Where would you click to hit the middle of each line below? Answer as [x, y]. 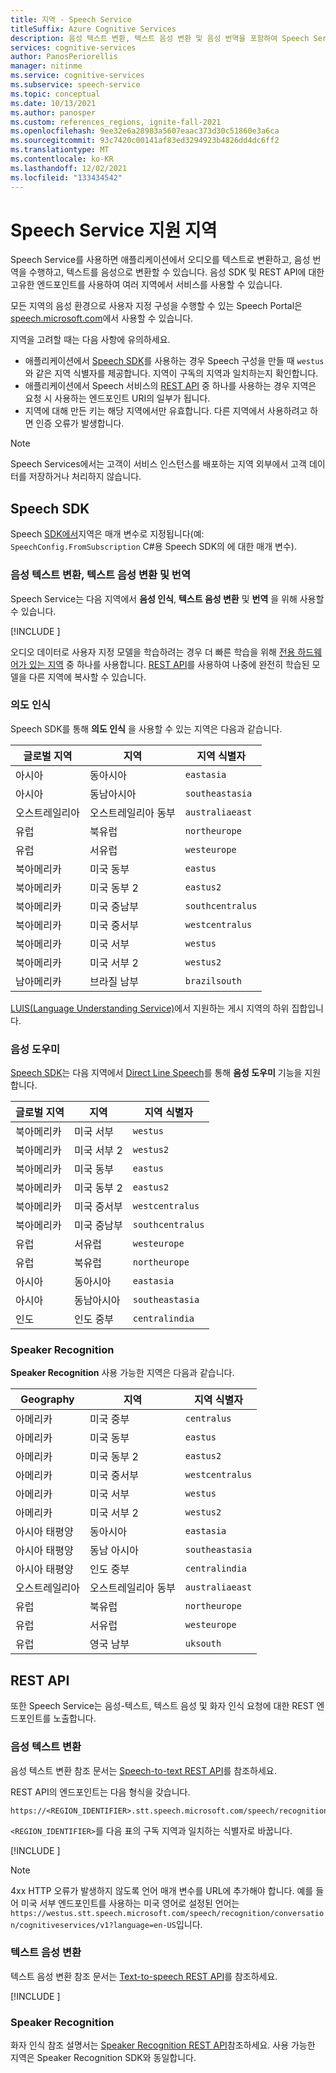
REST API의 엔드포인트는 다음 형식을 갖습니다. [100, 1792]
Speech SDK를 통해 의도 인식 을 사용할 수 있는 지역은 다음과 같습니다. [146, 728]
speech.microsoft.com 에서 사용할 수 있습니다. [102, 318]
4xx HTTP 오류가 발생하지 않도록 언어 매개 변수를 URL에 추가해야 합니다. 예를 [162, 1890]
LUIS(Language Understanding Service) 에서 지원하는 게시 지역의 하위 [150, 1008]
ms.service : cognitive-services [77, 76]
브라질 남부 [114, 981]
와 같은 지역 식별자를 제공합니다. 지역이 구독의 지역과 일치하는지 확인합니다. [171, 373]
